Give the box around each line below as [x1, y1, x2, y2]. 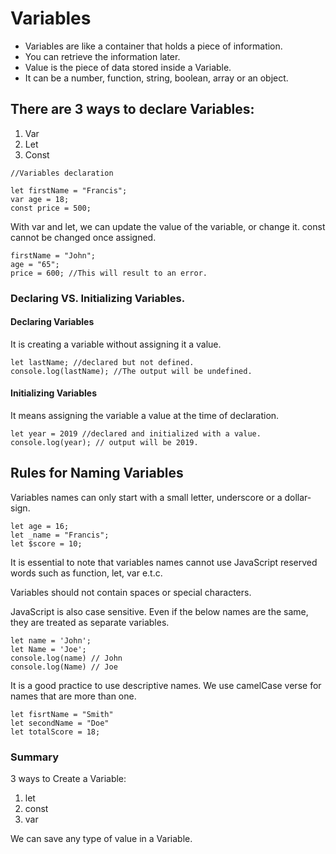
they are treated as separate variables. [10, 616, 170, 628]
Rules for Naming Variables [10, 465, 184, 482]
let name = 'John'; [10, 635, 92, 646]
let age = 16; [10, 521, 70, 531]
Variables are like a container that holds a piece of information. [24, 40, 283, 52]
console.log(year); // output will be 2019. [10, 438, 199, 448]
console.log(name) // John [10, 653, 123, 663]
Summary [10, 750, 60, 764]
